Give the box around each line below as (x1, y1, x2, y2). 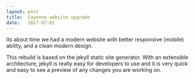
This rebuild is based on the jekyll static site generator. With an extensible (6, 54, 189, 61)
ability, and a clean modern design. (6, 42, 93, 49)
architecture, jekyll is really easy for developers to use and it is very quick (6, 60, 188, 67)
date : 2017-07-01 (6, 20, 55, 26)
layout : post (6, 8, 39, 15)
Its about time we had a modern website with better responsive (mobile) (6, 36, 184, 43)
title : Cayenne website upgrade (6, 14, 90, 20)
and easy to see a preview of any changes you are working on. (6, 67, 162, 74)
